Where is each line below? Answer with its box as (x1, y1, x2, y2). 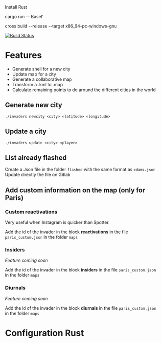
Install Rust (5, 4, 27, 10)
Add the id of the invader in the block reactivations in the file (5, 229, 128, 235)
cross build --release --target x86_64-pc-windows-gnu (5, 23, 117, 29)
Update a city (5, 127, 47, 136)
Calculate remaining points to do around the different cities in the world (12, 87, 156, 93)
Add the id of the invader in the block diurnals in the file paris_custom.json (5, 305, 157, 311)
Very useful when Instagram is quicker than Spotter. (5, 220, 110, 225)
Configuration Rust (5, 327, 84, 339)
